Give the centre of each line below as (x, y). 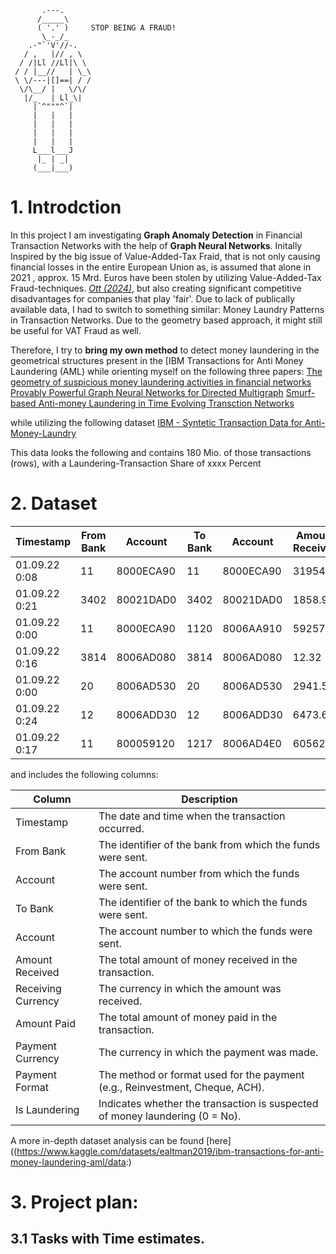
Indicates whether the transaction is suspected (208, 1103)
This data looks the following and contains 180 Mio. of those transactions (161, 452)
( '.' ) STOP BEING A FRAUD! (106, 28)
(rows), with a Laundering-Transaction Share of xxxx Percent (136, 463)
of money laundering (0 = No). (170, 1116)
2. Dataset (54, 503)
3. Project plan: (74, 1202)
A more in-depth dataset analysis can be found (107, 1140)
